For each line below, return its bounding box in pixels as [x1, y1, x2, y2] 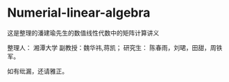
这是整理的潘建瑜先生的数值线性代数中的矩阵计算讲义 [7, 28, 160, 37]
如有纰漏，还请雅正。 [7, 67, 68, 75]
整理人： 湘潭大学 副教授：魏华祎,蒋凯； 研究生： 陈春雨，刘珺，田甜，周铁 [7, 43, 223, 51]
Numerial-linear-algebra [7, 5, 151, 21]
